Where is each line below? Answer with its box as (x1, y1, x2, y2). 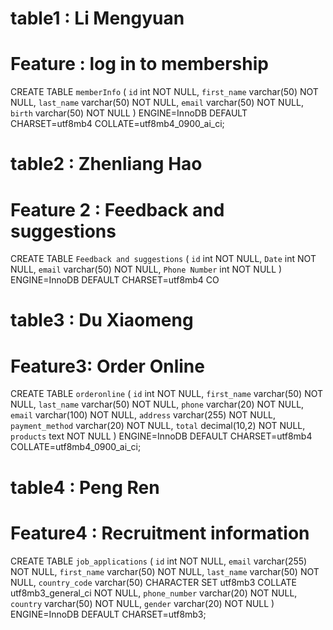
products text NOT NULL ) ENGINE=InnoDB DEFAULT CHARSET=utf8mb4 (10, 430, 313, 442)
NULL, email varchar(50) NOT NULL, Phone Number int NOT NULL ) (10, 263, 283, 276)
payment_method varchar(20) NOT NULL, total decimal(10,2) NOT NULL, (10, 420, 306, 432)
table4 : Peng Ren (10, 476, 160, 499)
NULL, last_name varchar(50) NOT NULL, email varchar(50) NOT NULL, (10, 97, 304, 109)
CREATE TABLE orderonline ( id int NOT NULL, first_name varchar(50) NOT (10, 388, 324, 400)
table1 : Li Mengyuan (10, 7, 185, 30)
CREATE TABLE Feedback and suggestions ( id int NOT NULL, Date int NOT (10, 253, 317, 265)
